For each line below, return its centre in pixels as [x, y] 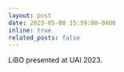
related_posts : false [44, 38]
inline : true [30, 30]
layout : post [30, 15]
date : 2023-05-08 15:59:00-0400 [62, 23]
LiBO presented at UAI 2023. [55, 60]
